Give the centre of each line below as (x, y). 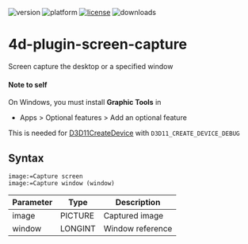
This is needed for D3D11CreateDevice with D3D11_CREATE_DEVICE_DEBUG (124, 133)
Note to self (28, 84)
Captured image (134, 215)
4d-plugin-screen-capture (98, 45)
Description (138, 202)
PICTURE (77, 215)
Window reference (138, 228)
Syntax (26, 158)
